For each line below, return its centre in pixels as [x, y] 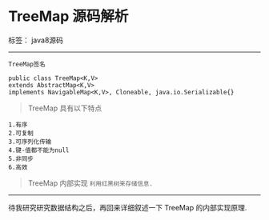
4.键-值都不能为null [39, 150]
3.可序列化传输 [30, 142]
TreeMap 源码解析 [68, 16]
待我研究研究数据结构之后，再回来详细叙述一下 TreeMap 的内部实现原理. [128, 207]
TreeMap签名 [27, 64]
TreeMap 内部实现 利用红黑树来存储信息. [90, 183]
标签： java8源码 [36, 40]
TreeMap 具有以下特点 [65, 108]
